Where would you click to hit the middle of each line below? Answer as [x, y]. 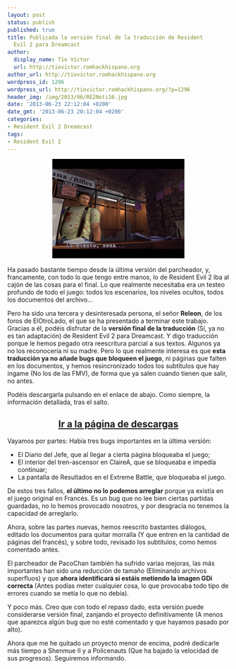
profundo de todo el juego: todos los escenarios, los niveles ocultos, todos [116, 292]
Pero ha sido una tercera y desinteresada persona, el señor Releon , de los [115, 313]
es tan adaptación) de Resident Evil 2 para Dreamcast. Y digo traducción [113, 336]
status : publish [31, 22]
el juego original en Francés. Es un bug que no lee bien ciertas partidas [110, 499]
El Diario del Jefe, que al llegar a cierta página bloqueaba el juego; [114, 455]
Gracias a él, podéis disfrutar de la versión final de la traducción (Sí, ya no [116, 328]
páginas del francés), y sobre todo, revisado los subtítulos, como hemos [112, 542]
